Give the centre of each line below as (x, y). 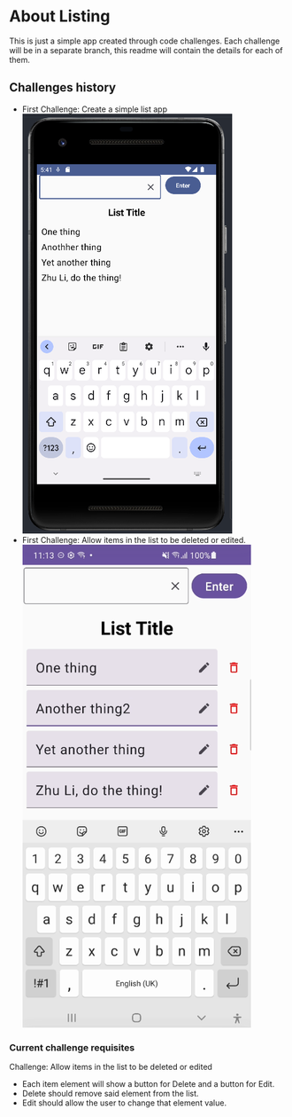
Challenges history (63, 87)
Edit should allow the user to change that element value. (124, 1103)
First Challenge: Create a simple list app (95, 109)
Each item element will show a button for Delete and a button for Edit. (148, 1084)
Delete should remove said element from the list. (110, 1094)
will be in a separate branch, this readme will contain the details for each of (146, 50)
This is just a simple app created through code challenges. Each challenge (145, 41)
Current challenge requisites (72, 1047)
